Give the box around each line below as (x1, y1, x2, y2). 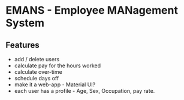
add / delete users (14, 56, 60, 62)
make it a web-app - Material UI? (14, 81, 96, 88)
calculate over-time (14, 68, 62, 75)
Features (5, 40, 40, 50)
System (5, 16, 45, 30)
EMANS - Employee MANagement (5, 4, 178, 17)
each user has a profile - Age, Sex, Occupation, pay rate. (14, 87, 155, 94)
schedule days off (14, 75, 59, 82)
